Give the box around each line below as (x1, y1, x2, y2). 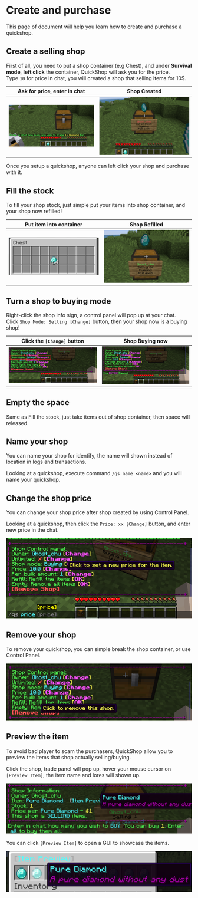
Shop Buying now (123, 337, 168, 344)
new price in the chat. (6, 527, 59, 534)
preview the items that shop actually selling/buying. (6, 754, 131, 761)
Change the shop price (6, 493, 92, 503)
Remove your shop (6, 630, 77, 640)
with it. (6, 169, 22, 176)
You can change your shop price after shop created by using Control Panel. (6, 509, 189, 516)
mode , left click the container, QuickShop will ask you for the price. (6, 68, 170, 75)
